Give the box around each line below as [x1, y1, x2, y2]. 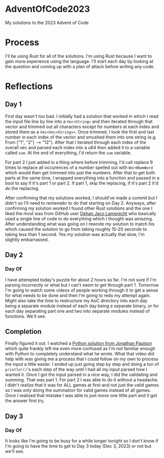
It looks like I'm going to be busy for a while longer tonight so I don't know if [5, 438, 159, 444]
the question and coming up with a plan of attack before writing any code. [5, 63, 155, 69]
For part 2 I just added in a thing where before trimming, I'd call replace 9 [5, 159, 153, 165]
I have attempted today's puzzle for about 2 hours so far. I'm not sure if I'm [5, 276, 157, 283]
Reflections [5, 81, 53, 92]
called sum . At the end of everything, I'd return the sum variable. [5, 150, 132, 156]
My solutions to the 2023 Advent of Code [5, 20, 89, 26]
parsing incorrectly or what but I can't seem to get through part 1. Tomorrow [5, 282, 159, 288]
